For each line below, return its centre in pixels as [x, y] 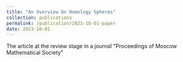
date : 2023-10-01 [28, 29]
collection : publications [39, 18]
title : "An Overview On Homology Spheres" [61, 12]
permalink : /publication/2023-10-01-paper [61, 23]
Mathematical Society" [35, 53]
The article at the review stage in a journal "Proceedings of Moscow [91, 46]
